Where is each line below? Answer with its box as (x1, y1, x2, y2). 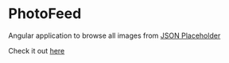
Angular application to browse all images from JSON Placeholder (8, 31, 221, 40)
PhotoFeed (8, 5, 82, 23)
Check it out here (8, 46, 65, 55)
